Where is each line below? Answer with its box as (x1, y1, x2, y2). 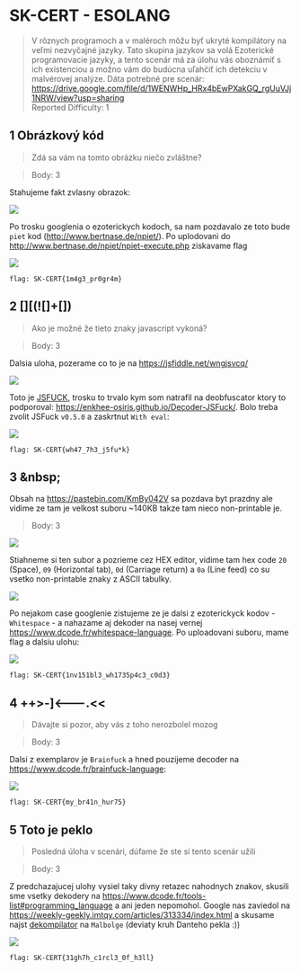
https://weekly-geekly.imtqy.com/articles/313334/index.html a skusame (9, 910, 275, 920)
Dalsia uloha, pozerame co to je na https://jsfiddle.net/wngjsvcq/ (9, 357, 249, 369)
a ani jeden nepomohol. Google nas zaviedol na (114, 900, 290, 911)
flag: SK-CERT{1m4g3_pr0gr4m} (9, 274, 123, 283)
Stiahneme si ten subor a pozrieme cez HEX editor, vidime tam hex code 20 (9, 555, 287, 566)
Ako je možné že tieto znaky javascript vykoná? (31, 323, 207, 334)
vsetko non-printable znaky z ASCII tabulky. (9, 574, 172, 584)
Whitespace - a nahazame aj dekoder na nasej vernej (9, 618, 203, 628)
